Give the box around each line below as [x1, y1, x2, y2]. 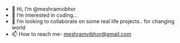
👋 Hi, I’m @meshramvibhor [11, 6, 76, 12]
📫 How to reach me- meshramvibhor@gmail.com [11, 31, 131, 37]
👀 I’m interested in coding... [11, 12, 78, 19]
